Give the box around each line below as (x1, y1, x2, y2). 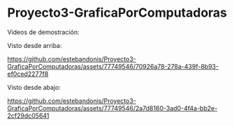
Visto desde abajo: (7, 83, 61, 91)
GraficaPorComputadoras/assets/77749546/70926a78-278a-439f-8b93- (7, 62, 219, 70)
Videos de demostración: (7, 28, 80, 36)
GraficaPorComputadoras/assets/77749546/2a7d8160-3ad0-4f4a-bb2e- (7, 104, 218, 112)
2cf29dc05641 (7, 111, 50, 120)
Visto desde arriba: (7, 41, 62, 49)
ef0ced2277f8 (7, 70, 49, 78)
